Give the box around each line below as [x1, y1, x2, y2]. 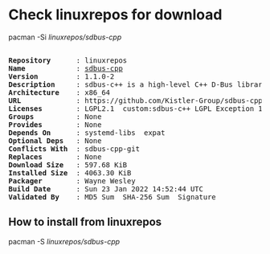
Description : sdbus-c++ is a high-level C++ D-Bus [8, 80, 233, 89]
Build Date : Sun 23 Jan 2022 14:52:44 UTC [8, 184, 203, 194]
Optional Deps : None [8, 136, 102, 145]
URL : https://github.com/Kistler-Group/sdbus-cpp [8, 96, 263, 105]
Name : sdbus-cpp [8, 63, 123, 73]
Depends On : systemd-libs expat [8, 128, 166, 137]
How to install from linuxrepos [8, 215, 162, 229]
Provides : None [8, 120, 102, 129]
